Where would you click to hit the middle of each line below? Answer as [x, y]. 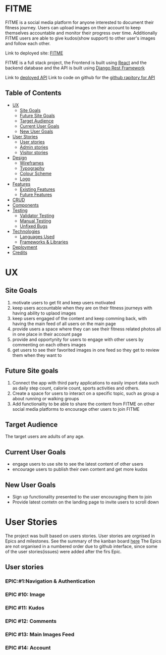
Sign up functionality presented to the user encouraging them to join [82, 497]
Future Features [36, 194]
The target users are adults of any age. [45, 437]
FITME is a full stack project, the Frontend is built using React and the [76, 62]
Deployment [25, 247]
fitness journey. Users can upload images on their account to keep [73, 27]
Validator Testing [37, 216]
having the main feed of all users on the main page [64, 324]
